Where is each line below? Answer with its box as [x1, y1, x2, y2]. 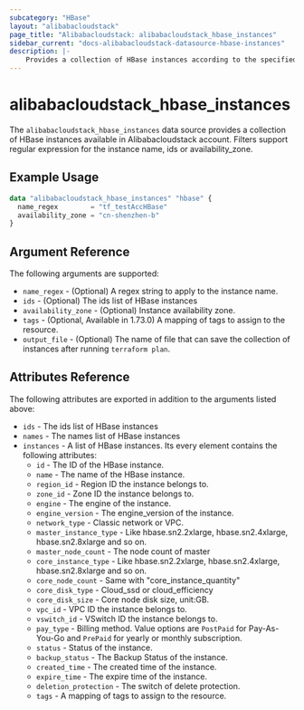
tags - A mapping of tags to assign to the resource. [35, 690, 227, 701]
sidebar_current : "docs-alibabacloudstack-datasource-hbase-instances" [9, 38, 285, 48]
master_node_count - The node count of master [35, 545, 211, 557]
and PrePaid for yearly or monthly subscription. [66, 632, 242, 643]
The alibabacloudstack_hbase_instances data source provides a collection [9, 124, 287, 135]
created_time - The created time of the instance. [35, 661, 217, 672]
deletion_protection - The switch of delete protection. [35, 680, 241, 691]
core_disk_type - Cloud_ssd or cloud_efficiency [35, 584, 214, 595]
